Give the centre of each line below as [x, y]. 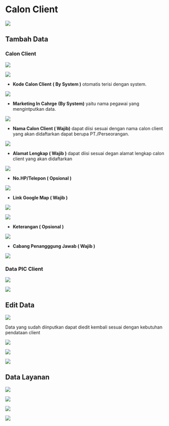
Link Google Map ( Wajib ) [40, 197]
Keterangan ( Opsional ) [38, 227]
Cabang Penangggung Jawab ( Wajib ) [54, 246]
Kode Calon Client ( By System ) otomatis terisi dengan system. [80, 84]
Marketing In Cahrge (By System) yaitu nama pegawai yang [76, 104]
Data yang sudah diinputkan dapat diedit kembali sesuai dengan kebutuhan [84, 327]
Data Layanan [27, 377]
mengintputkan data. [34, 109]
